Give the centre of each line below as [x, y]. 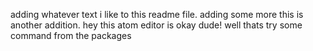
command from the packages [71, 35]
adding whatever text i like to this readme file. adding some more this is [157, 14]
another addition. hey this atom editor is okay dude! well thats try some [156, 25]
